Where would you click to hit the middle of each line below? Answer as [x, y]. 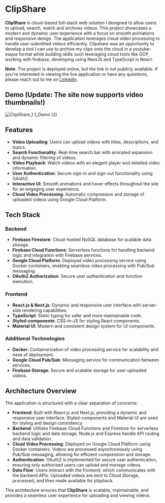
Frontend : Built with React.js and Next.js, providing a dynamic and [79, 412]
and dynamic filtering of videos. [45, 157]
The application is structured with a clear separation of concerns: [71, 403]
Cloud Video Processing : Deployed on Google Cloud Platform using [81, 444]
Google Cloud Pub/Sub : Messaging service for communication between [85, 360]
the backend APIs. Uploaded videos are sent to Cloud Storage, [76, 475]
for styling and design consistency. [48, 423]
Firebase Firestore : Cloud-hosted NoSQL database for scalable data [82, 239]
